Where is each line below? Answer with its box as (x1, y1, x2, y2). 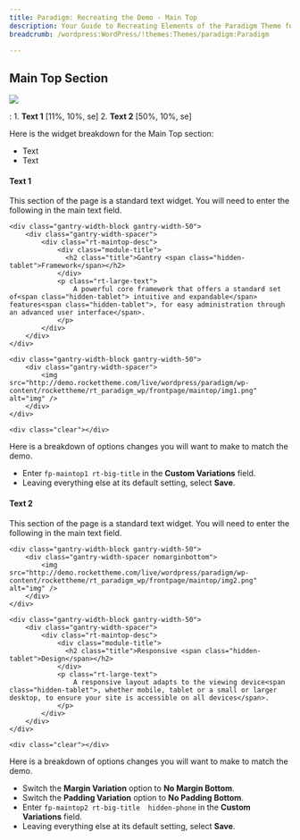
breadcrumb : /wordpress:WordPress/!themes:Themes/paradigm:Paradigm (9, 29, 270, 38)
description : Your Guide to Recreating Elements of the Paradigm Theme (9, 21, 281, 30)
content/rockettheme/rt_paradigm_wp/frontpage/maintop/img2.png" (9, 575, 257, 585)
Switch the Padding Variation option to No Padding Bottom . (21, 792, 244, 802)
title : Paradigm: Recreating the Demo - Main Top (9, 13, 198, 22)
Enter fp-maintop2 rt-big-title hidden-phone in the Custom (21, 802, 252, 812)
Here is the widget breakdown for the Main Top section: (9, 129, 214, 139)
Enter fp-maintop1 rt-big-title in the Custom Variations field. (21, 468, 256, 479)
